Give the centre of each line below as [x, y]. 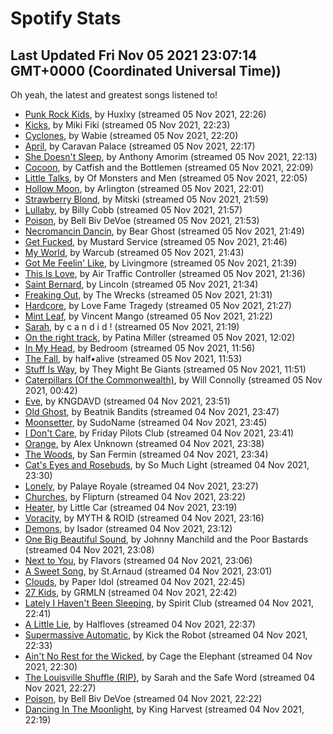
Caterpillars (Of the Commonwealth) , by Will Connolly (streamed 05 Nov [173, 380]
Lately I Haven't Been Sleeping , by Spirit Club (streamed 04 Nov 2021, [169, 603]
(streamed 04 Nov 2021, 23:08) [89, 550]
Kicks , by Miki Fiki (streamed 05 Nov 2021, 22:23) [127, 125]
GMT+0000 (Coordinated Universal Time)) [146, 70]
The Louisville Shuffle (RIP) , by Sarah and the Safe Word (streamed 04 [170, 677]
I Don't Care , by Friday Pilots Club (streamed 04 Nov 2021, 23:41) [159, 433]
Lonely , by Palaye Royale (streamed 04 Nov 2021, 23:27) [141, 486]
